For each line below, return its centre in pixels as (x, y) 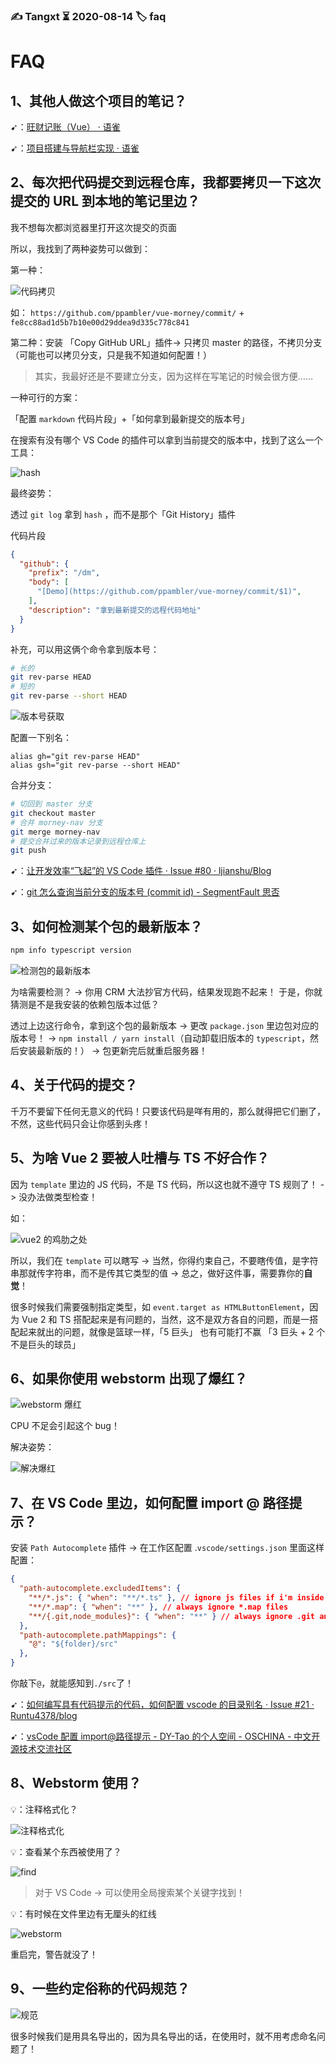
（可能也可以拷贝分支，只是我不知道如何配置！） (111, 355)
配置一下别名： (41, 738)
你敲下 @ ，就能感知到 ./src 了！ (72, 1683)
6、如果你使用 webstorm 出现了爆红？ (129, 1379)
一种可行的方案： (45, 397)
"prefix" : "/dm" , (64, 573)
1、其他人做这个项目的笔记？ (99, 100)
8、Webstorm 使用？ (76, 1783)
